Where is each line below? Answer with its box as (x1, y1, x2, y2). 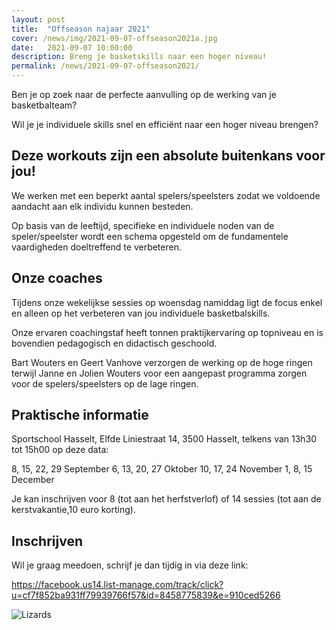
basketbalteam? (11, 99, 78, 111)
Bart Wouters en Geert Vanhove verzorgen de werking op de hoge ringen (11, 356, 313, 368)
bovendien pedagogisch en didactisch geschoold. (11, 337, 218, 349)
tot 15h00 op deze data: (11, 444, 109, 456)
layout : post (11, 14, 66, 25)
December (11, 474, 55, 486)
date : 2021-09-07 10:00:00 (11, 42, 133, 53)
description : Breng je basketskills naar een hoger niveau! (11, 52, 268, 62)
